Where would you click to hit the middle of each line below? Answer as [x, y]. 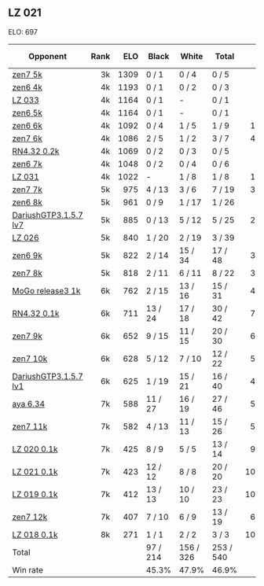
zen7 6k [27, 138]
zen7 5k [27, 74]
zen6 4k [27, 87]
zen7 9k [27, 336]
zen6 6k [27, 125]
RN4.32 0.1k [36, 313]
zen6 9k [27, 255]
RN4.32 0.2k [36, 151]
